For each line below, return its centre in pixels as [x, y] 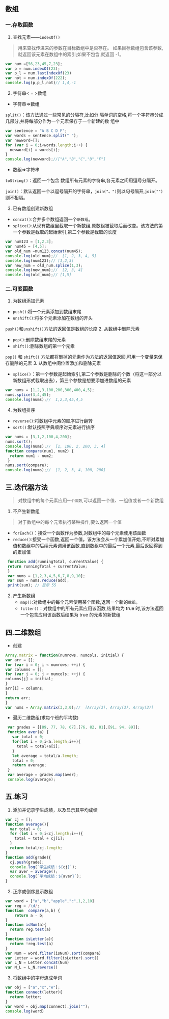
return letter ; [26, 997]
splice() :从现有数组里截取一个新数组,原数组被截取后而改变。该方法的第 [88, 226]
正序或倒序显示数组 [33, 892]
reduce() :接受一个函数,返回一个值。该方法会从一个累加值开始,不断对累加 [88, 539]
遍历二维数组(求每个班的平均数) [46, 718]
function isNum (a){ [26, 925]
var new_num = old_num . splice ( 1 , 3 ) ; [44, 265]
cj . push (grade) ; [27, 862]
